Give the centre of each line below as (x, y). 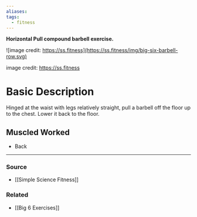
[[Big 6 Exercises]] (37, 208)
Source (17, 167)
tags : (13, 17)
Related (17, 195)
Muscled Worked (38, 132)
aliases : (17, 11)
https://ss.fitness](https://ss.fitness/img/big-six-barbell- (110, 50)
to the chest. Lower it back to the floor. (53, 114)
